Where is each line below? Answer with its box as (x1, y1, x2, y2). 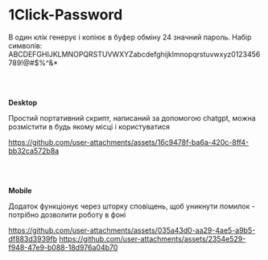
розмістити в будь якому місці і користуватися (8, 122, 171, 131)
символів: (8, 40, 43, 50)
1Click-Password (8, 6, 123, 24)
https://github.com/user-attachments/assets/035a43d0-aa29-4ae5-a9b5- (8, 225, 256, 235)
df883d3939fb (8, 233, 58, 243)
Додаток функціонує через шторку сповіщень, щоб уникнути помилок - (8, 201, 256, 211)
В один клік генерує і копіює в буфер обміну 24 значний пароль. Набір (8, 32, 252, 42)
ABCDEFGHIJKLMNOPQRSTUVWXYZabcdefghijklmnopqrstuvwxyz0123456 (8, 49, 261, 59)
